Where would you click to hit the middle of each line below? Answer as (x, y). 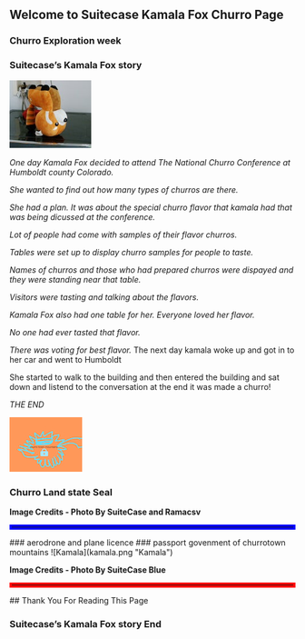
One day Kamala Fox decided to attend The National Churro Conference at (150, 162)
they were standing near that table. (75, 279)
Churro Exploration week (65, 41)
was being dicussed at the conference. (83, 216)
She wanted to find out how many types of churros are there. (124, 189)
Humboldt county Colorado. (62, 172)
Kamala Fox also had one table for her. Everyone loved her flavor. (133, 315)
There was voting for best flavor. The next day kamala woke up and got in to (152, 350)
